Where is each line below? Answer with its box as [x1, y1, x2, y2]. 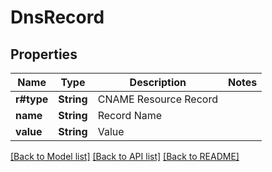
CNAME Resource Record [97, 92, 218, 106]
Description [129, 76, 187, 89]
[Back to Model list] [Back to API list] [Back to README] [10, 151, 240, 162]
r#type [15, 92, 49, 106]
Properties [10, 46, 78, 63]
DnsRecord [10, 6, 105, 29]
